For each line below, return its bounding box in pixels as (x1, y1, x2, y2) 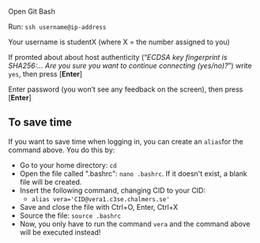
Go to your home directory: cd (19, 160, 117, 170)
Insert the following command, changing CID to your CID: (19, 185, 206, 195)
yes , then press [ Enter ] (8, 69, 83, 78)
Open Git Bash (8, 7, 55, 16)
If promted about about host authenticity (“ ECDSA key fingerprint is (8, 53, 228, 62)
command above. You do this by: (8, 145, 115, 155)
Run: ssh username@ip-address (8, 22, 107, 31)
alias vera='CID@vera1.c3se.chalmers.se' (31, 195, 170, 204)
